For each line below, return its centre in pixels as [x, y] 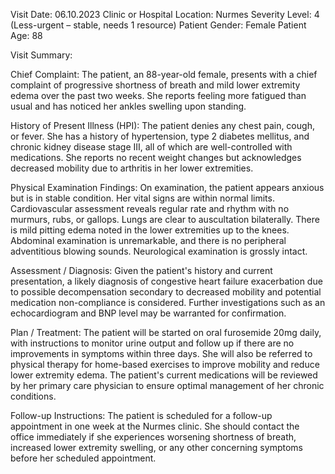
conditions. [33, 396]
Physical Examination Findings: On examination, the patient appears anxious [167, 187]
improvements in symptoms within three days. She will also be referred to [161, 353]
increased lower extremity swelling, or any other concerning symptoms [156, 447]
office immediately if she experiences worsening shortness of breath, [153, 437]
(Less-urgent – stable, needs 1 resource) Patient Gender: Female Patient [158, 25]
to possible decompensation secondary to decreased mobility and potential [166, 292]
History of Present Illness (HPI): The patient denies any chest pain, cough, [162, 125]
